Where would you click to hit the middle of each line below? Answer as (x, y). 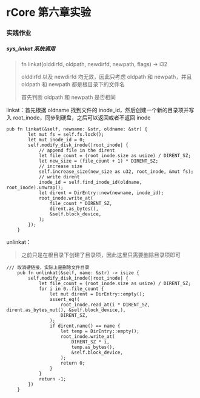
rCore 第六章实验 (49, 12)
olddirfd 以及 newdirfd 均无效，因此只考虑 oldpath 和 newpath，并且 (106, 77)
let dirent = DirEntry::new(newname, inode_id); (101, 193)
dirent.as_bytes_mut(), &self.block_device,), (66, 310)
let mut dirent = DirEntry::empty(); (97, 294)
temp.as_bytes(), (93, 347)
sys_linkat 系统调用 (31, 49)
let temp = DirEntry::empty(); (100, 331)
